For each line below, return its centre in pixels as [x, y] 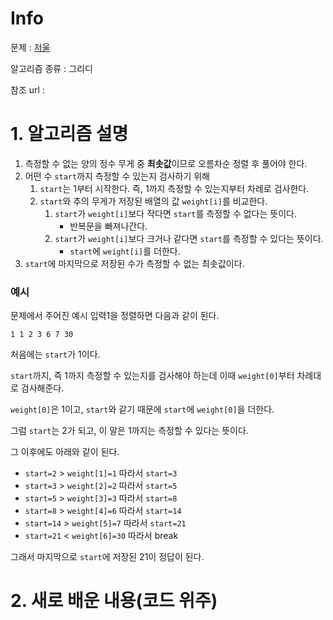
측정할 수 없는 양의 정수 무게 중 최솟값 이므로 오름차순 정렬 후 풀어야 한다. [166, 163]
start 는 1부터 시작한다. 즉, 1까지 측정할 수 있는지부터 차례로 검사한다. [174, 188]
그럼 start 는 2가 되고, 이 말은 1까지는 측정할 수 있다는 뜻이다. [129, 431]
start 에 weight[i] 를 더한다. [125, 251]
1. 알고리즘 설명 [69, 134]
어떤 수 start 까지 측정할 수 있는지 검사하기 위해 [117, 176]
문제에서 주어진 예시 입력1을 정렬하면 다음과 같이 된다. [115, 316]
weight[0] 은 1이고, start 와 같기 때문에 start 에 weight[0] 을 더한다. [142, 409]
